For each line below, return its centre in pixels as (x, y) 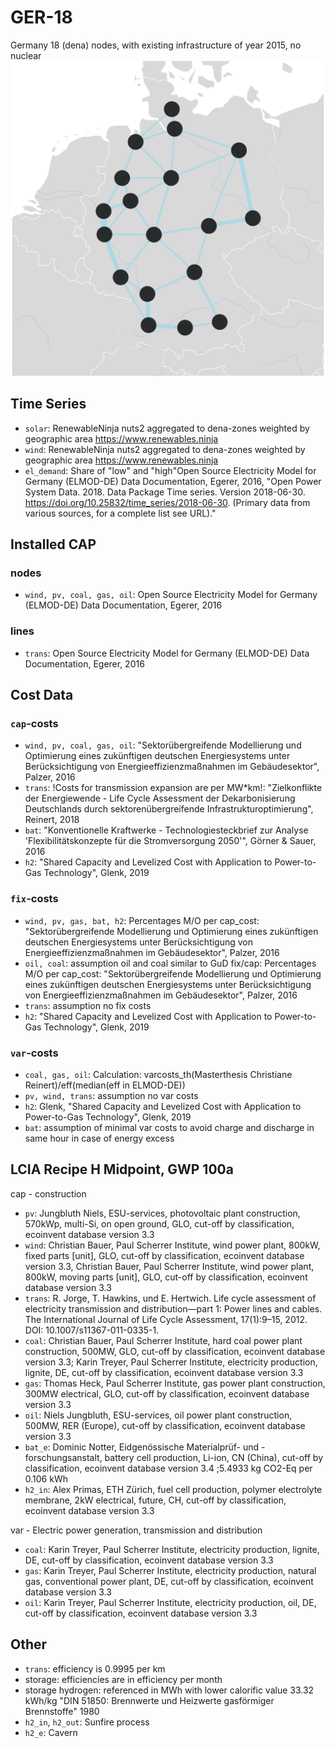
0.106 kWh (46, 1478)
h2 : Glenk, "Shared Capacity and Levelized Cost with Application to (163, 1107)
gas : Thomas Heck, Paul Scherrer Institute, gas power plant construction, (175, 1383)
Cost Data (42, 695)
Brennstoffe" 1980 (62, 1711)
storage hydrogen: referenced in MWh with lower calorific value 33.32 (169, 1690)
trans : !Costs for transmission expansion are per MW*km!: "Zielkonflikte (173, 788)
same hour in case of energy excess (99, 1138)
